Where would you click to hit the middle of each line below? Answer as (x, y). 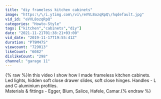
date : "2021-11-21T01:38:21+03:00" (42, 33)
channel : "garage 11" (28, 61)
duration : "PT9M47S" (27, 42)
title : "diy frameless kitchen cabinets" (49, 10)
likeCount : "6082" (24, 51)
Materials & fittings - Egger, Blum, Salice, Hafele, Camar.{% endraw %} (78, 91)
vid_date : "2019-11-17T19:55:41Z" (41, 38)
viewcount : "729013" (27, 47)
